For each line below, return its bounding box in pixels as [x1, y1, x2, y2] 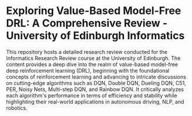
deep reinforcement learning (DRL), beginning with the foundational [6, 67, 170, 74]
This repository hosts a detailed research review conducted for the [6, 48, 167, 55]
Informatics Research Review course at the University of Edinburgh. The [6, 54, 181, 62]
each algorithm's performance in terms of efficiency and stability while [6, 92, 177, 99]
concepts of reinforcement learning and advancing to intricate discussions [6, 73, 187, 80]
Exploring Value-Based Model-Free [6, 4, 181, 18]
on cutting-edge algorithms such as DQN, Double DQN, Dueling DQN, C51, [6, 79, 186, 86]
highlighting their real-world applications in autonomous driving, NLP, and [6, 98, 184, 105]
